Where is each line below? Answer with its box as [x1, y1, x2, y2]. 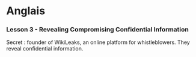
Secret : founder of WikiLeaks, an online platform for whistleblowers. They [6, 39, 191, 46]
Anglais [6, 4, 46, 18]
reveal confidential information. [6, 45, 84, 52]
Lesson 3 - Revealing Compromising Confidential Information [6, 26, 189, 34]
